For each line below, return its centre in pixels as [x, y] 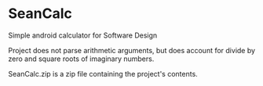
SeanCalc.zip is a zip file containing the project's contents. [103, 73]
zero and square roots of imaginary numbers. [81, 59]
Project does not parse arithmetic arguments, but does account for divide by [132, 50]
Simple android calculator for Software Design [83, 35]
